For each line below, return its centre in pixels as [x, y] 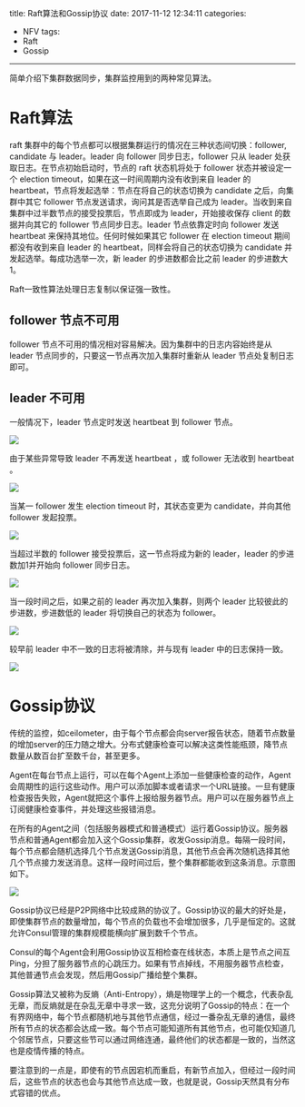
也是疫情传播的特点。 [49, 1051]
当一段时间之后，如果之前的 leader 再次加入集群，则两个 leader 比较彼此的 [149, 601]
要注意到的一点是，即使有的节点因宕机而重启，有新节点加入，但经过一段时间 [152, 1070]
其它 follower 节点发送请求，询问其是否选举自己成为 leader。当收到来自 [159, 202]
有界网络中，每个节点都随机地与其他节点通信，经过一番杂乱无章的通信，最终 [152, 1016]
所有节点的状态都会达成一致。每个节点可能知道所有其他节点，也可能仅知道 [148, 1028]
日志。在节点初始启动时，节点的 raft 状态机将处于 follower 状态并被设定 [150, 167]
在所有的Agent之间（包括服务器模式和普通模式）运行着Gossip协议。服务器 [149, 828]
